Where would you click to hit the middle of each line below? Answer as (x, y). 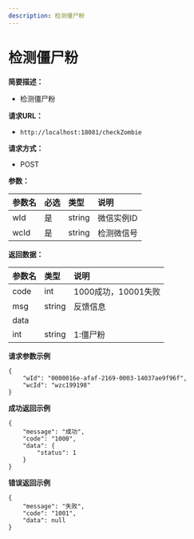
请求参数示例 (29, 356)
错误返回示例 (29, 482)
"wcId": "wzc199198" (57, 385)
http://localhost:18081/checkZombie (81, 132)
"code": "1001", (50, 513)
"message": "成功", (54, 432)
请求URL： (26, 115)
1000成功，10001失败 (117, 292)
